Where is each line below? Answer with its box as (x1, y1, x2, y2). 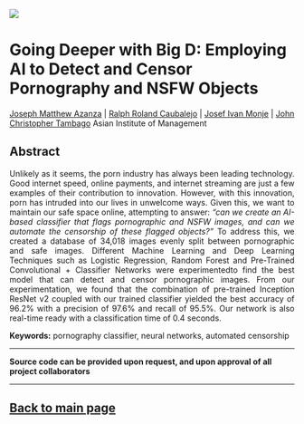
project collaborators (9, 365, 90, 376)
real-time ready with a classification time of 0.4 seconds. (9, 313, 222, 323)
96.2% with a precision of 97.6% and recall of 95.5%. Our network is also (9, 303, 295, 313)
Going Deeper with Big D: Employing (9, 40, 287, 61)
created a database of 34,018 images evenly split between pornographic (9, 236, 295, 246)
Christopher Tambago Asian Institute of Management (9, 118, 207, 129)
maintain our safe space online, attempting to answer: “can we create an (9, 207, 282, 217)
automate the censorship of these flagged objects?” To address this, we (9, 226, 295, 236)
